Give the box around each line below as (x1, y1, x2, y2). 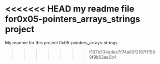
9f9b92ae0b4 (89, 54, 117, 60)
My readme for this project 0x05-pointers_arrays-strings (5, 39, 117, 45)
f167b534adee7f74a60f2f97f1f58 (89, 49, 156, 55)
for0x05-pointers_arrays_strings (5, 13, 140, 25)
